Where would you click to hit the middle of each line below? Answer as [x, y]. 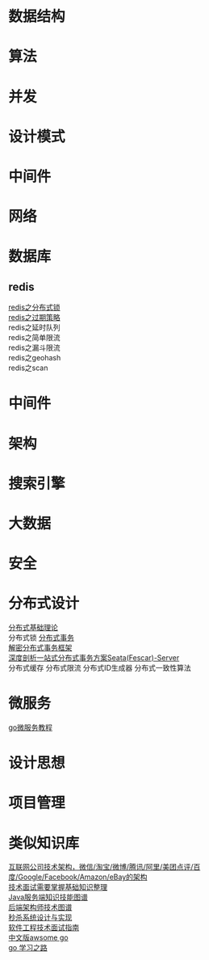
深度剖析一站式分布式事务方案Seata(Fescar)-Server [94, 658]
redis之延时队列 [34, 327]
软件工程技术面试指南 [44, 928]
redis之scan [28, 368]
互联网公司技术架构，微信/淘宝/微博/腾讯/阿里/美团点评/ [101, 867]
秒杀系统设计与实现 [40, 917]
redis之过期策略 [34, 318]
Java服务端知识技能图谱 [48, 897]
